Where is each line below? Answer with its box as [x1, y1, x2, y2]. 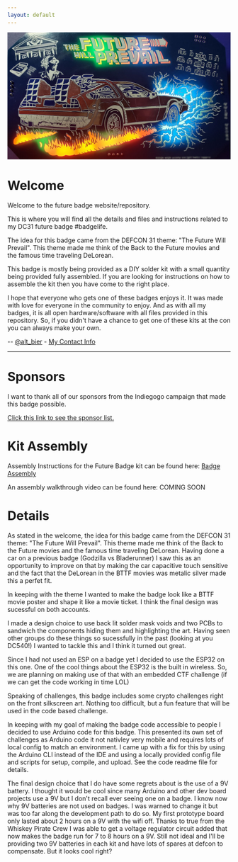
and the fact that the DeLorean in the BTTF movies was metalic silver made [7, 569, 227, 577]
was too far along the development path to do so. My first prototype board [7, 809, 225, 817]
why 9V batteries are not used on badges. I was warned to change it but [7, 801, 218, 810]
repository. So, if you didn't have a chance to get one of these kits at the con [7, 316, 231, 324]
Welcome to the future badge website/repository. [7, 201, 151, 209]
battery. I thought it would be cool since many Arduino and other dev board [7, 786, 227, 795]
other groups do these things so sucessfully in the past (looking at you [7, 634, 213, 642]
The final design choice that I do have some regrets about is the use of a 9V [7, 779, 229, 788]
